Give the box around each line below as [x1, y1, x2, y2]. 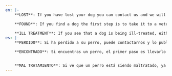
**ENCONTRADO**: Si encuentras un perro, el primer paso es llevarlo [14, 49, 166, 55]
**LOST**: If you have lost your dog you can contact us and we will [14, 12, 166, 17]
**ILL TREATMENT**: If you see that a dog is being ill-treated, [14, 31, 157, 36]
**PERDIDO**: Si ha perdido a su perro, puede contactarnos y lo [14, 40, 157, 45]
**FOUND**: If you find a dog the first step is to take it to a [14, 21, 157, 27]
